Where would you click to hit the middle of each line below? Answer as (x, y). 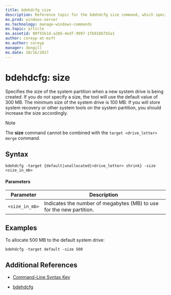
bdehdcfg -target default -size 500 (44, 249)
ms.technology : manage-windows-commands (49, 24)
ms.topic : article (25, 29)
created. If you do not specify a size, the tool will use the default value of (82, 97)
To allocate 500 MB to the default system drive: (55, 240)
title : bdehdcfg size (28, 10)
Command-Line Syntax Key (41, 277)
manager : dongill (24, 48)
